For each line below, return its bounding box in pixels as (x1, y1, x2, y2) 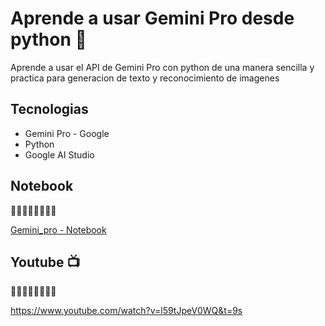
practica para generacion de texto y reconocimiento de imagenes (10, 72, 280, 84)
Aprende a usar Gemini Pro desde (10, 7, 295, 30)
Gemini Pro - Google (24, 127, 110, 139)
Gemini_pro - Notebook (10, 223, 107, 236)
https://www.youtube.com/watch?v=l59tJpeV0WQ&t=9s (10, 305, 243, 317)
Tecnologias (10, 101, 89, 118)
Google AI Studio (24, 148, 95, 161)
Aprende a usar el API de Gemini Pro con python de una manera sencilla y (10, 61, 315, 73)
